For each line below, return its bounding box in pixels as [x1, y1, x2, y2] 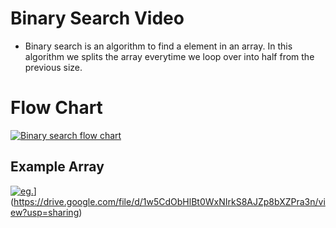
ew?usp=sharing [10, 206, 80, 218]
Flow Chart [10, 97, 103, 119]
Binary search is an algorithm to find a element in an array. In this [24, 40, 293, 52]
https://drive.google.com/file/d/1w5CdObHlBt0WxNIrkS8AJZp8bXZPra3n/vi [13, 195, 326, 207]
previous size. [24, 61, 83, 73]
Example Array [10, 158, 105, 176]
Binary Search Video [10, 7, 185, 30]
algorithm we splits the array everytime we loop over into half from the [24, 50, 315, 62]
